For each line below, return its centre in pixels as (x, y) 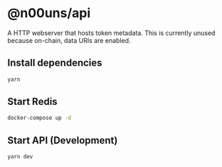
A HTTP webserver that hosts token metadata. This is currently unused (111, 33)
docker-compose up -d (39, 118)
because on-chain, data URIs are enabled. (69, 40)
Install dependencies (55, 63)
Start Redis (33, 102)
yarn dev (20, 157)
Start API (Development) (63, 140)
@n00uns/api (49, 13)
